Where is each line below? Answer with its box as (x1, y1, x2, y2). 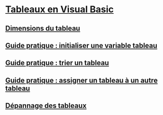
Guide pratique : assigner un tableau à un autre (5, 76, 158, 85)
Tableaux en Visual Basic (5, 4, 114, 15)
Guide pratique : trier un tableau (5, 59, 109, 67)
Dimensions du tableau (5, 24, 80, 33)
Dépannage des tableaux (5, 101, 87, 110)
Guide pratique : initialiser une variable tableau (5, 41, 157, 50)
